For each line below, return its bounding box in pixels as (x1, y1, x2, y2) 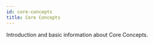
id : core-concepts (6, 8, 53, 15)
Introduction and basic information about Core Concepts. (6, 31, 149, 38)
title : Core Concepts (6, 14, 61, 20)
